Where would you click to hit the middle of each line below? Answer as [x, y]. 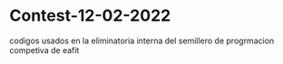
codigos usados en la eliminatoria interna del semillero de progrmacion [142, 41]
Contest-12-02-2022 [90, 16]
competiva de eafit [44, 50]
